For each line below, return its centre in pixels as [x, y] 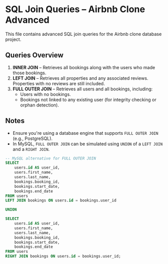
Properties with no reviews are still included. [59, 83]
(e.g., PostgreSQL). [33, 138]
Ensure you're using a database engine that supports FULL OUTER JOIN [85, 133]
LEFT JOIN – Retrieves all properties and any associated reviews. [80, 78]
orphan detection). [39, 105]
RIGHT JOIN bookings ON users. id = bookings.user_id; [63, 256]
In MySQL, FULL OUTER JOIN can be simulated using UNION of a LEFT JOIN [88, 144]
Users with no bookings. [46, 94]
